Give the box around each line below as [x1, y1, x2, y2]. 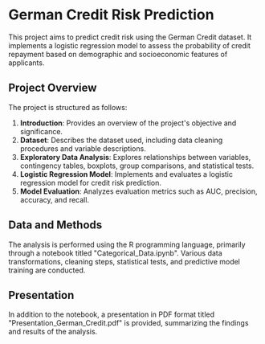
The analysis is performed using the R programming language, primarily [8, 240, 247, 249]
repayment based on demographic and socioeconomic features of [8, 49, 228, 59]
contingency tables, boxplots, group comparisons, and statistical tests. [19, 161, 255, 170]
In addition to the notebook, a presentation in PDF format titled [8, 309, 215, 319]
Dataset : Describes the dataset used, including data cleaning [19, 135, 223, 145]
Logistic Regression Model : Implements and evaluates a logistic [19, 169, 234, 178]
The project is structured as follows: [8, 102, 128, 112]
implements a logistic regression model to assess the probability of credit [8, 40, 251, 50]
